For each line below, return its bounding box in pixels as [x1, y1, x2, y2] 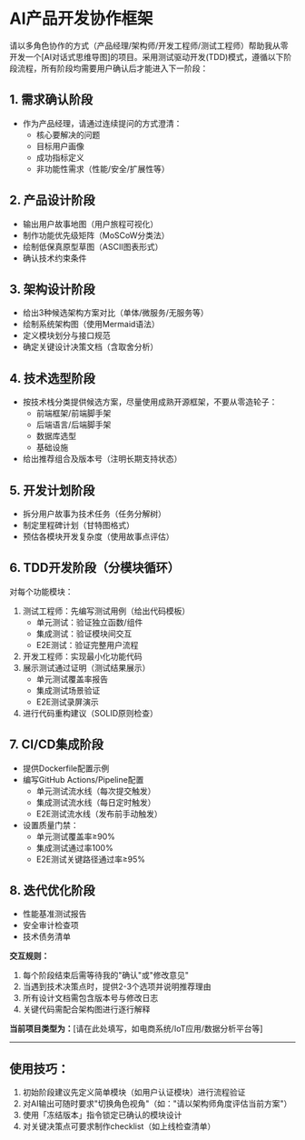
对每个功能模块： [9, 585, 74, 596]
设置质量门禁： [22, 819, 79, 830]
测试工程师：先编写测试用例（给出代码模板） [22, 605, 191, 616]
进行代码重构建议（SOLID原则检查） [22, 707, 159, 718]
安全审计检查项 [22, 920, 79, 931]
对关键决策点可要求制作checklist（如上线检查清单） [22, 1121, 216, 1132]
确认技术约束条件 [22, 252, 87, 264]
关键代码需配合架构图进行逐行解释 [22, 1004, 151, 1015]
